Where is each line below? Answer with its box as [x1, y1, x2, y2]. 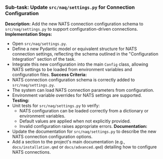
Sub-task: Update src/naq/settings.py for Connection [5, 4, 135, 11]
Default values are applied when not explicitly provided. [19, 118, 131, 124]
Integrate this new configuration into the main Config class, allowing [12, 61, 148, 67]
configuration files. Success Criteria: [12, 72, 87, 78]
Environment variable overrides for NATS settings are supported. [12, 92, 142, 98]
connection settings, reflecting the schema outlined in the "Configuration [12, 51, 159, 57]
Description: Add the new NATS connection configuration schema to [5, 21, 144, 27]
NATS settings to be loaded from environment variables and [12, 67, 132, 72]
